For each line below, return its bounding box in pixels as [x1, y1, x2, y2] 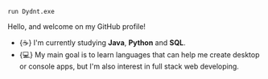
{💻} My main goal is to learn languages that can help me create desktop [19, 50, 260, 60]
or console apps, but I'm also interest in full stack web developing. [19, 61, 239, 71]
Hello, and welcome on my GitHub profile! [7, 22, 146, 31]
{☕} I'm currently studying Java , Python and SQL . [19, 38, 186, 48]
